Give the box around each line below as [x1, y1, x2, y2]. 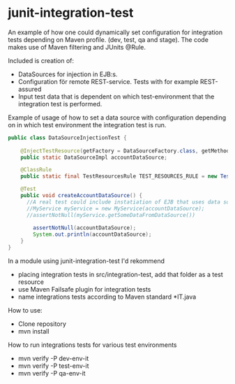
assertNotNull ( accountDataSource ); [33, 225, 137, 232]
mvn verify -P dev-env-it [17, 354, 89, 362]
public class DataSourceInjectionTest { [8, 134, 128, 141]
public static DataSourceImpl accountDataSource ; [20, 154, 168, 161]
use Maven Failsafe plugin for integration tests [17, 285, 151, 293]
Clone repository [17, 320, 67, 328]
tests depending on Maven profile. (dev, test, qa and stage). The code [8, 35, 209, 43]
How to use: [8, 306, 43, 314]
